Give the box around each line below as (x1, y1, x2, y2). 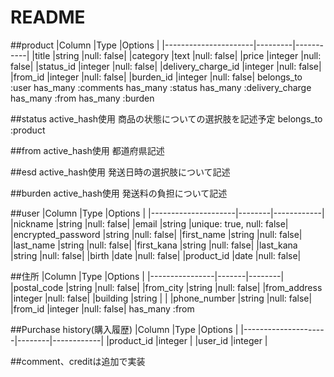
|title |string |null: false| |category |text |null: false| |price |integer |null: (31, 49, 322, 61)
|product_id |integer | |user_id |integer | (106, 334, 268, 346)
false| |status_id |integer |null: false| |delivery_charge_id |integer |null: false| (10, 60, 322, 72)
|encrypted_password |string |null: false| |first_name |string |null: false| (10, 228, 303, 240)
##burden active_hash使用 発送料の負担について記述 (10, 187, 228, 199)
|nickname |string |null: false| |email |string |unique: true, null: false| (10, 217, 289, 230)
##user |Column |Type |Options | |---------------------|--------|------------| (10, 207, 325, 219)
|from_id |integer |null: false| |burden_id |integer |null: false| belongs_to (10, 71, 303, 83)
